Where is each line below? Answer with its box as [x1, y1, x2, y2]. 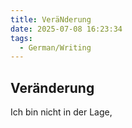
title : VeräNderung [10, 14, 92, 25]
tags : [10, 33, 33, 43]
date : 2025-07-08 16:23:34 [10, 24, 123, 34]
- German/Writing [19, 42, 92, 53]
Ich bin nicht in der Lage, [10, 106, 113, 118]
